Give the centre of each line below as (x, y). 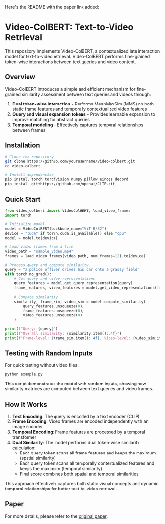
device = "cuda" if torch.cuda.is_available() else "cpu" (66, 234)
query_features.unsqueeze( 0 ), (54, 306)
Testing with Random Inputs (49, 353)
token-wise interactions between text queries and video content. (70, 62)
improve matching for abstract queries (51, 119)
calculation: (24, 448)
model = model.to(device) (31, 238)
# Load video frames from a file (39, 247)
